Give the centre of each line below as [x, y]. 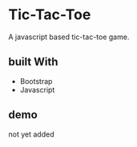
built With [33, 62]
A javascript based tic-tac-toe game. [69, 37]
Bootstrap [36, 81]
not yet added [31, 134]
